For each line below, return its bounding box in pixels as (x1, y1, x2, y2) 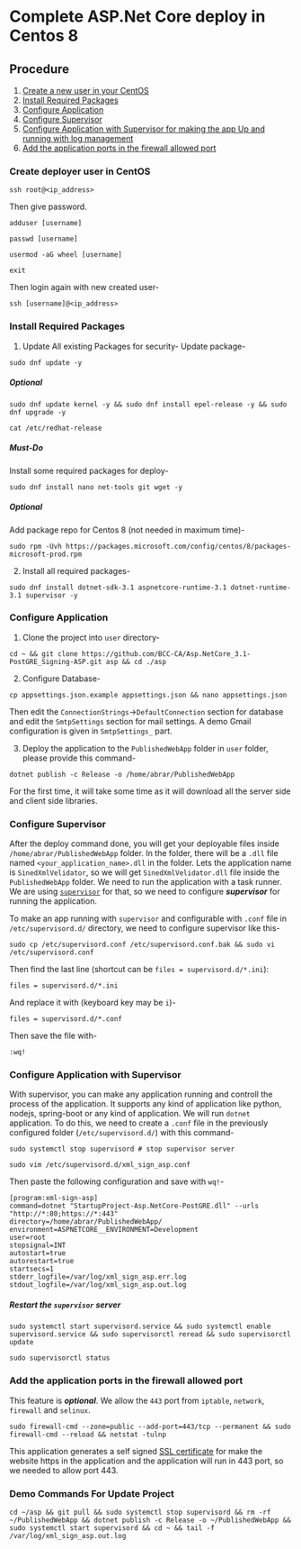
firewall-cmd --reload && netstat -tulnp (9, 1430, 167, 1439)
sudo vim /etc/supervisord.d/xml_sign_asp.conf (9, 1161, 191, 1170)
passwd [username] (9, 234, 78, 244)
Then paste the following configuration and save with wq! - (9, 1176, 225, 1187)
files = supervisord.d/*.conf (9, 1015, 123, 1024)
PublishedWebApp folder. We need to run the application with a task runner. (9, 877, 282, 888)
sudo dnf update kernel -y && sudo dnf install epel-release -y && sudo (9, 399, 288, 409)
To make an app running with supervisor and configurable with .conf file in (9, 913, 288, 925)
